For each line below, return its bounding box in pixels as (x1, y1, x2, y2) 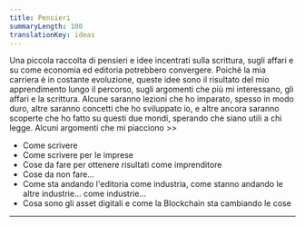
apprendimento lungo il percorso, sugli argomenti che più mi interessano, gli (9, 84, 294, 95)
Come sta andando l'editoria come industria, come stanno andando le (22, 179, 283, 190)
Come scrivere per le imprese (22, 150, 134, 161)
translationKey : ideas (9, 30, 95, 39)
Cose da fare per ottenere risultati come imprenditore (22, 160, 222, 171)
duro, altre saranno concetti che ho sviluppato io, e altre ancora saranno (9, 103, 280, 114)
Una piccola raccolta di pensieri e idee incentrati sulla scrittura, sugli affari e (9, 55, 294, 66)
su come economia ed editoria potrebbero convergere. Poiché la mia (9, 64, 266, 75)
